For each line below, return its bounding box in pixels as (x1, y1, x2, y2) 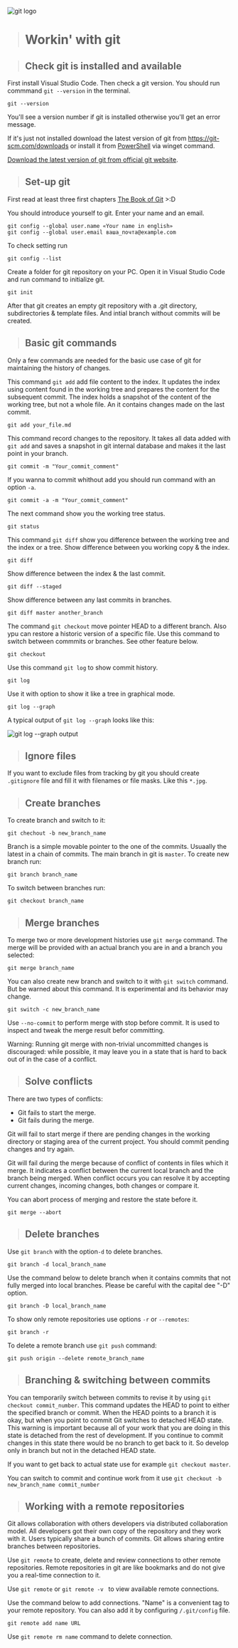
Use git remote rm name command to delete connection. (7, 1632, 173, 1641)
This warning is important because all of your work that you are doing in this (7, 1423, 231, 1431)
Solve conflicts (24, 1075, 93, 1088)
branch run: (7, 857, 42, 866)
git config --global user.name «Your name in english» (7, 222, 173, 229)
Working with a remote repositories (24, 1500, 185, 1513)
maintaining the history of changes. (7, 363, 112, 372)
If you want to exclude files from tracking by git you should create (7, 769, 200, 778)
